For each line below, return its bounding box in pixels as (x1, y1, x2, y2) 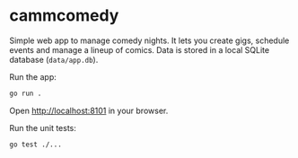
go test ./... (9, 140, 63, 149)
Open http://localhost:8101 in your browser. (9, 105, 169, 116)
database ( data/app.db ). (9, 54, 99, 65)
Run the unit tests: (9, 122, 76, 133)
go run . (9, 89, 42, 98)
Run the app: (9, 71, 57, 82)
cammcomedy (9, 5, 119, 26)
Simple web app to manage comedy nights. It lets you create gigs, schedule (9, 35, 290, 46)
